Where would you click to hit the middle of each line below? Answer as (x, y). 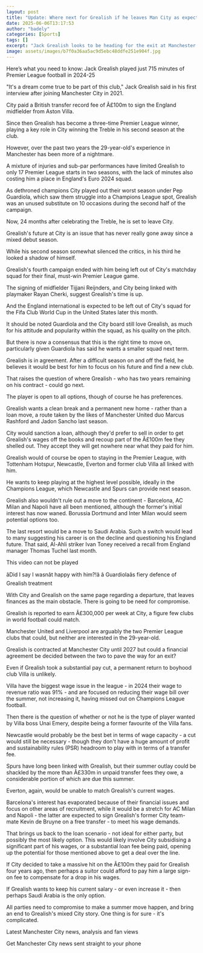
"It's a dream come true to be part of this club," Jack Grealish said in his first (101, 87)
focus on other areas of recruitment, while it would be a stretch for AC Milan (101, 808)
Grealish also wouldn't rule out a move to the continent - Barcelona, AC (95, 500)
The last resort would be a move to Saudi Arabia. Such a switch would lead (99, 531)
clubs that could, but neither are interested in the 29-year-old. (83, 638)
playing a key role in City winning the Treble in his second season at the (95, 129)
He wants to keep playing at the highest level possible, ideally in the (91, 482)
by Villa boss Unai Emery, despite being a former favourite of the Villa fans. (100, 723)
